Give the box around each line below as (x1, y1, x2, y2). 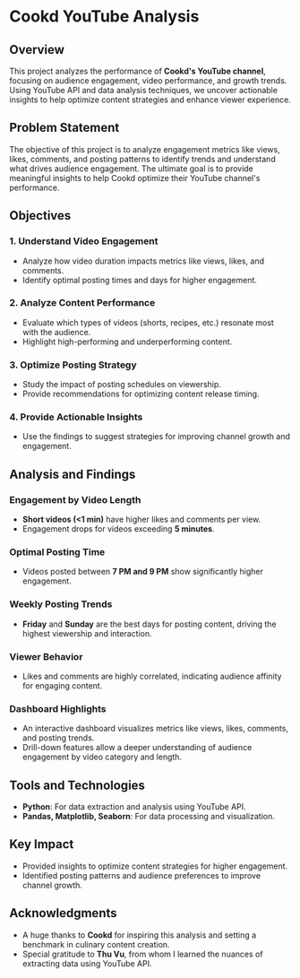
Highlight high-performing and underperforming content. (21, 336, 233, 347)
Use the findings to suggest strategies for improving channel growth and (21, 431, 291, 442)
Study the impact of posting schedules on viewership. (21, 379, 222, 390)
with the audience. (21, 326, 91, 337)
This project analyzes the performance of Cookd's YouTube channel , (9, 65, 266, 76)
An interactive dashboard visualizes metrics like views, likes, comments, (21, 723, 289, 734)
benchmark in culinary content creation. (21, 939, 170, 949)
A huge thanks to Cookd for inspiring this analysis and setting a (21, 930, 257, 940)
